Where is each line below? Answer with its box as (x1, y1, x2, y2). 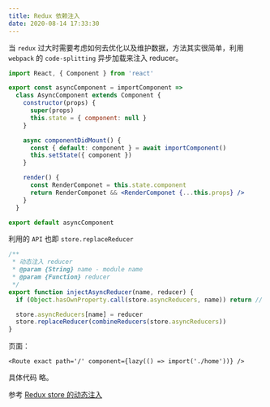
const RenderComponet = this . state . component (29, 181, 186, 189)
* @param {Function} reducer (11, 273, 111, 281)
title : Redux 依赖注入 (8, 11, 80, 20)
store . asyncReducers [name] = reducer (15, 310, 144, 318)
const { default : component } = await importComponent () (29, 144, 227, 152)
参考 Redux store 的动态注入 (8, 390, 103, 400)
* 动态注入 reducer (11, 258, 73, 266)
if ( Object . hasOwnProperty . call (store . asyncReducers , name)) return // (15, 296, 264, 304)
